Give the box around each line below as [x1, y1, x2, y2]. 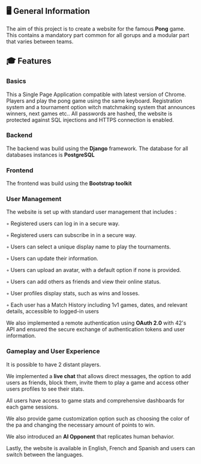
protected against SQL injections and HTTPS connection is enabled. [6, 116, 174, 123]
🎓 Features [6, 56, 52, 66]
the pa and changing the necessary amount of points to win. [6, 421, 155, 429]
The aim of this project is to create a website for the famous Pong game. [6, 25, 185, 32]
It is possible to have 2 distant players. [6, 361, 101, 368]
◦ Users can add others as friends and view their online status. [6, 278, 161, 285]
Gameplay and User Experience [6, 347, 100, 355]
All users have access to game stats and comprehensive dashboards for [6, 397, 185, 404]
